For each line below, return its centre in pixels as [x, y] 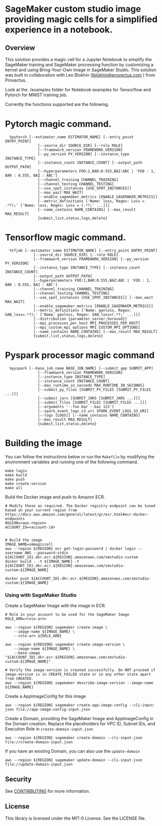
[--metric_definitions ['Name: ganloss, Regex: [82, 310]
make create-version [26, 484]
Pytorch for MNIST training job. [36, 95]
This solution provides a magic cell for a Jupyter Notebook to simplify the [79, 59]
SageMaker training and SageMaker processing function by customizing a [79, 65]
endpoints [15, 518]
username [14, 553]
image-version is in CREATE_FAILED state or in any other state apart [78, 675]
